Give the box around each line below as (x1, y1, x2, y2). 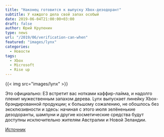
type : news (5, 30, 28, 35)
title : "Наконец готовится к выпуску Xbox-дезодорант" (5, 7, 122, 12)
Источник (5, 127, 26, 132)
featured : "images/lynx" (5, 40, 57, 45)
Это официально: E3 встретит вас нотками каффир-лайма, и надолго (5, 90, 153, 96)
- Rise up (9, 68, 30, 72)
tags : (5, 53, 16, 59)
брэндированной (5, 101, 41, 107)
